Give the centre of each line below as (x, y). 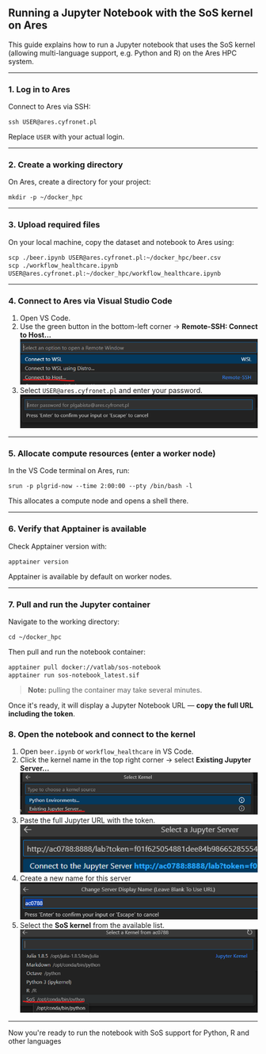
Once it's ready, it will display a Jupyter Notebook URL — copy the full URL (131, 705)
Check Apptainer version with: (57, 546)
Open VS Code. (45, 318)
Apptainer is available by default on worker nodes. (90, 576)
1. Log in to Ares (39, 89)
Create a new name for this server (75, 878)
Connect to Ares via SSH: (49, 107)
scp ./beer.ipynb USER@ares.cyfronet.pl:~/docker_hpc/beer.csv (115, 258)
